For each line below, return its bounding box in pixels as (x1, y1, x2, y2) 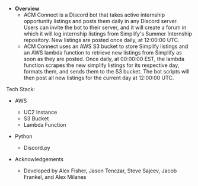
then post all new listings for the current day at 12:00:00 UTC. (23, 74, 174, 81)
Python (14, 133, 33, 140)
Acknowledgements (14, 156, 64, 162)
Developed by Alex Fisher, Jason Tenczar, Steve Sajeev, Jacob (23, 167, 177, 174)
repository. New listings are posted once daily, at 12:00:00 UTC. (23, 37, 180, 43)
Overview (14, 5, 40, 12)
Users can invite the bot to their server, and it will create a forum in (23, 24, 187, 31)
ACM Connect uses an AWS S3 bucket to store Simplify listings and (23, 43, 189, 50)
